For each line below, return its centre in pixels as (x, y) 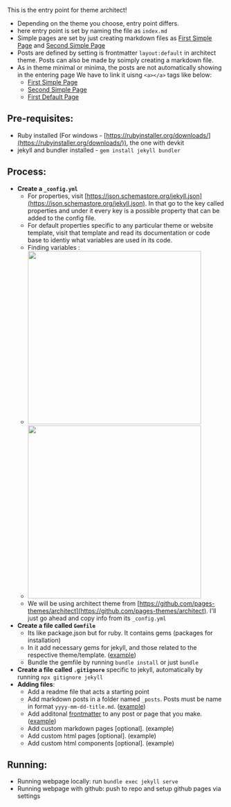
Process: (27, 172)
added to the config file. (62, 218)
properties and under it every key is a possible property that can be (123, 210)
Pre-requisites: (40, 119)
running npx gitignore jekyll (60, 677)
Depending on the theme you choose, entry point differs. (98, 23)
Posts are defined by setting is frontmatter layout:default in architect (117, 53)
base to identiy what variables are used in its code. (100, 240)
